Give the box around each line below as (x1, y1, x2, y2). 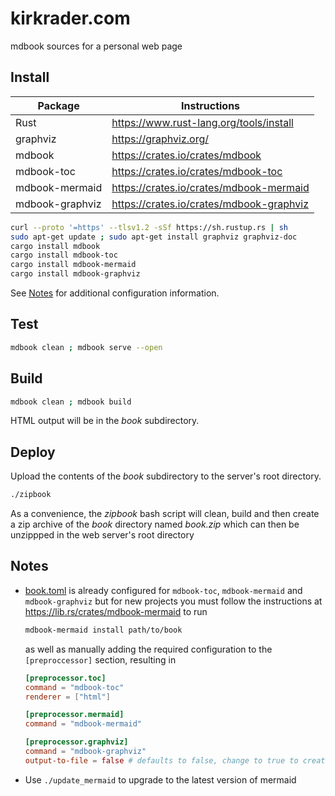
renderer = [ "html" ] (24, 692, 111, 702)
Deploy (10, 443, 56, 461)
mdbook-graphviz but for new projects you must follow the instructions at (24, 595, 323, 607)
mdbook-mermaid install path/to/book (24, 625, 183, 635)
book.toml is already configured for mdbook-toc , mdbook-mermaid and (24, 584, 303, 596)
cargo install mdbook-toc (10, 250, 118, 261)
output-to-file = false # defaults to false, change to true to (24, 755, 299, 766)
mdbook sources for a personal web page (10, 40, 183, 52)
